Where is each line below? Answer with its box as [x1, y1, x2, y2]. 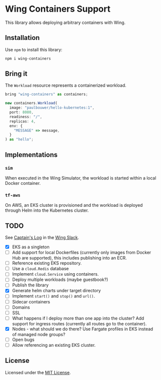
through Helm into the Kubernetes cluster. [5, 207, 89, 213]
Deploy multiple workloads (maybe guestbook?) [12, 277, 108, 282]
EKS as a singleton [12, 244, 50, 250]
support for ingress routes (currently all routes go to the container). [12, 320, 147, 326]
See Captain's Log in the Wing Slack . [5, 234, 79, 240]
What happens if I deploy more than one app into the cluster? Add [12, 315, 144, 321]
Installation [5, 34, 40, 42]
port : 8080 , [9, 110, 34, 115]
